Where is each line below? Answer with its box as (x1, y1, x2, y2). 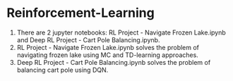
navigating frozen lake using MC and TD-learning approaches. (16, 51, 198, 59)
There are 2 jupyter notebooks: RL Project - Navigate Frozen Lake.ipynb (16, 28, 227, 37)
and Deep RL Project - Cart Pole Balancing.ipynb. (16, 35, 160, 44)
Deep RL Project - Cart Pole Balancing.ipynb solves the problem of (16, 58, 211, 66)
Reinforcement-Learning (6, 5, 155, 21)
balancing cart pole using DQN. (16, 66, 109, 74)
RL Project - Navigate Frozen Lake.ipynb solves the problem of (16, 43, 199, 51)
